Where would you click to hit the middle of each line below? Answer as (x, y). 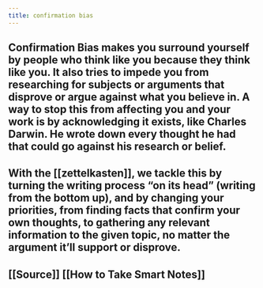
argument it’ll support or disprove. (94, 247)
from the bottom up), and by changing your (116, 198)
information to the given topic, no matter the (119, 235)
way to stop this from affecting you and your (120, 110)
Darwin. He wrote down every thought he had (122, 134)
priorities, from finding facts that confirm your (124, 210)
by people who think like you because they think (129, 60)
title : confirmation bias (51, 15)
